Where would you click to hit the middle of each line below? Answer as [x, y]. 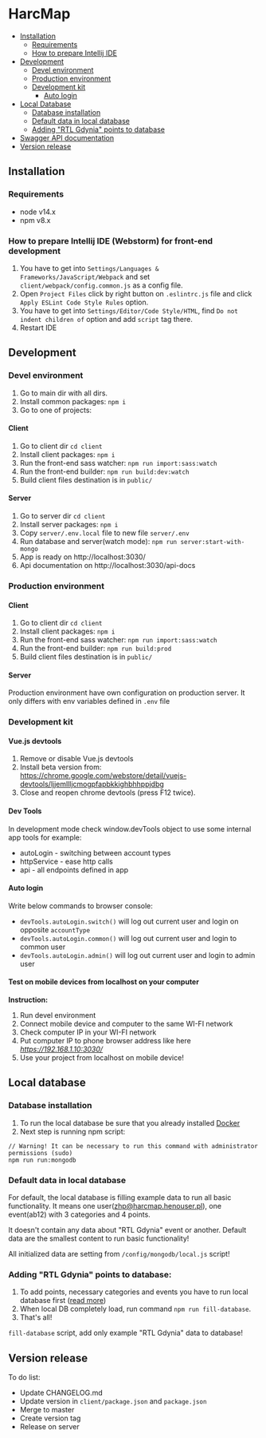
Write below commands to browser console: [81, 906]
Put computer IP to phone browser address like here [105, 1041]
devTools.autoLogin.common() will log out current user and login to [128, 938]
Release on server [49, 1427]
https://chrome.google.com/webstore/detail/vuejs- [103, 776]
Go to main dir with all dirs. [64, 393]
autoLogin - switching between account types [95, 852]
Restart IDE [38, 328]
